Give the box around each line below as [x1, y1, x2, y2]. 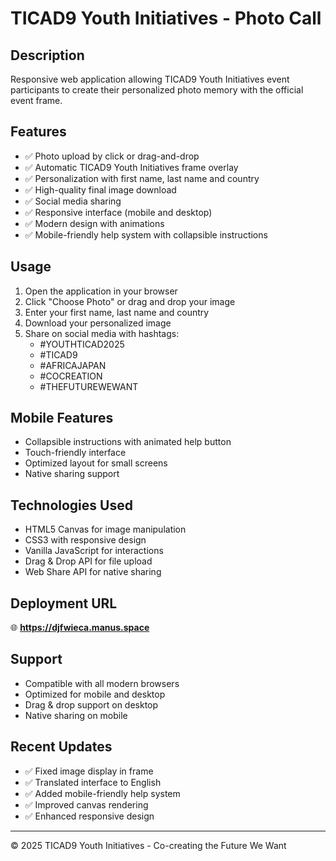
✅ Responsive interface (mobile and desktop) [24, 206, 213, 218]
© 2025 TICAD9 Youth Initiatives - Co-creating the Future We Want [10, 839, 287, 851]
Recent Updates [10, 738, 113, 756]
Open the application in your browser [24, 285, 178, 297]
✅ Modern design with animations [24, 217, 165, 229]
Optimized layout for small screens [24, 457, 168, 469]
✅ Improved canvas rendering [24, 798, 149, 811]
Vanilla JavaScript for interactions [24, 545, 164, 557]
